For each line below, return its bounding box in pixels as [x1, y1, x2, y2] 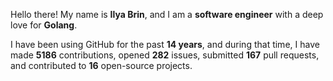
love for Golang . [10, 19, 78, 31]
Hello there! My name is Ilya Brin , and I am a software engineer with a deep [10, 9, 324, 20]
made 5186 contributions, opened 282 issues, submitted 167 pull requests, [10, 49, 320, 61]
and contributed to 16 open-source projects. [10, 60, 193, 71]
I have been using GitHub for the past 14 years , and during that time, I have [10, 39, 320, 50]
